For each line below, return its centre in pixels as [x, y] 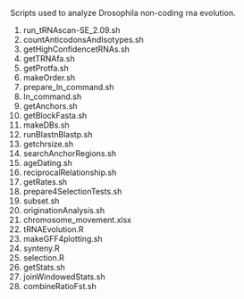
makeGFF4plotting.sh [63, 239]
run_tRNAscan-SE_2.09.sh [72, 30]
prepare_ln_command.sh [68, 87]
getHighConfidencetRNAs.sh [76, 49]
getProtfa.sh [46, 68]
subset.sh [41, 201]
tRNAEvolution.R [53, 229]
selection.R [44, 257]
